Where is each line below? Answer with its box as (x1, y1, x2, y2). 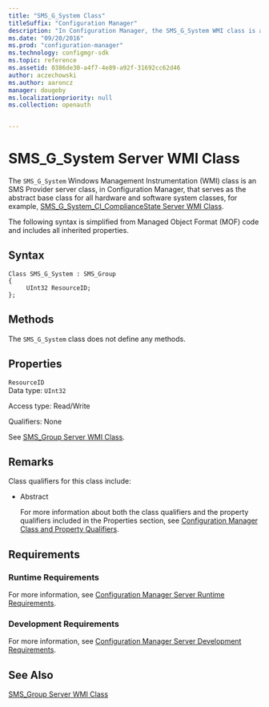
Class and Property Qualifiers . (19, 524, 119, 534)
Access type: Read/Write (8, 401, 90, 411)
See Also (8, 668, 54, 681)
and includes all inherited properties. (8, 226, 130, 235)
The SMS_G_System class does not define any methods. (8, 334, 186, 343)
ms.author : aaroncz (8, 78, 74, 86)
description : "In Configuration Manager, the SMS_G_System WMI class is (8, 26, 256, 34)
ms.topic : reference (8, 57, 78, 65)
